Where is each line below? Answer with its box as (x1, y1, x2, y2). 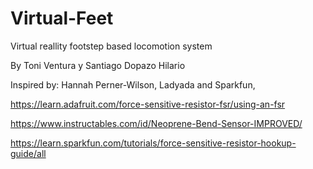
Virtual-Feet (10, 7, 114, 30)
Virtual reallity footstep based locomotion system (10, 40, 213, 52)
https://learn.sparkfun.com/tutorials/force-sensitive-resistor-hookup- (10, 137, 297, 149)
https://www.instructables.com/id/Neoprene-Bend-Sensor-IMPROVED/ (10, 117, 303, 129)
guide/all (10, 147, 47, 159)
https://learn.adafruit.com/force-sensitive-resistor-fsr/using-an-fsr (10, 98, 286, 110)
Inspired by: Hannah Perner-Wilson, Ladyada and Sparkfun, (10, 78, 256, 91)
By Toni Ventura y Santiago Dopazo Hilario (10, 59, 186, 71)
